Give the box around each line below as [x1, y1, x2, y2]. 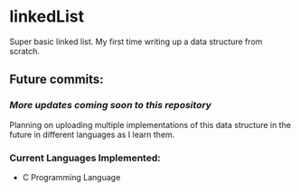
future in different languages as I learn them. [9, 129, 175, 140]
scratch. [9, 45, 41, 56]
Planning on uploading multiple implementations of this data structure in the [9, 119, 292, 130]
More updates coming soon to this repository [9, 99, 212, 112]
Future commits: [9, 72, 104, 87]
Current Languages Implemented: [9, 151, 161, 164]
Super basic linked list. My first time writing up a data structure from [9, 36, 263, 47]
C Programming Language [22, 171, 121, 182]
